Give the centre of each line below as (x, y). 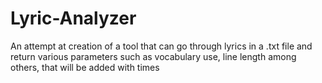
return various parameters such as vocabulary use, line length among (153, 56)
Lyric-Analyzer (73, 18)
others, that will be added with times (85, 67)
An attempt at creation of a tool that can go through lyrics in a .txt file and (161, 46)
